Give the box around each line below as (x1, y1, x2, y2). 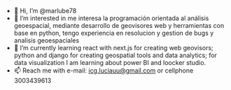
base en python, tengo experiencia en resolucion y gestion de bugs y (13, 29, 214, 37)
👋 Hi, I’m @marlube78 (13, 7, 77, 15)
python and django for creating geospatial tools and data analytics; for (13, 51, 217, 59)
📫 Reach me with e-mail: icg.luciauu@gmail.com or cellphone (13, 66, 194, 75)
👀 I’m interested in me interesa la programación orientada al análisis (13, 14, 209, 22)
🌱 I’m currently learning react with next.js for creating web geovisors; (13, 44, 213, 52)
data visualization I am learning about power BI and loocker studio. (13, 59, 206, 66)
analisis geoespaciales (13, 36, 80, 45)
